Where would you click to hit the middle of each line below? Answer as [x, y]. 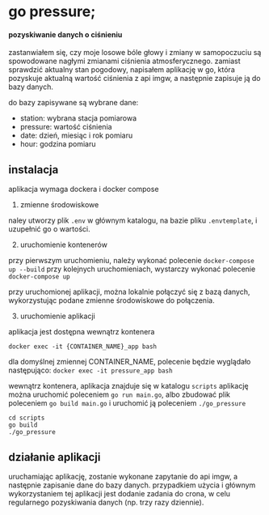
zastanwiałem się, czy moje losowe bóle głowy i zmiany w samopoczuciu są [135, 53]
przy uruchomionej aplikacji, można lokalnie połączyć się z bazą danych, [129, 292]
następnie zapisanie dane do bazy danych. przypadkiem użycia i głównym [132, 485]
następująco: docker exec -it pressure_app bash [90, 370]
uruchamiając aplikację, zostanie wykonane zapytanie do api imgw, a [123, 477]
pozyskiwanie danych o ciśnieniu [65, 34]
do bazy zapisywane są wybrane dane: [74, 103]
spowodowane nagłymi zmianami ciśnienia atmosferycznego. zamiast [124, 61]
